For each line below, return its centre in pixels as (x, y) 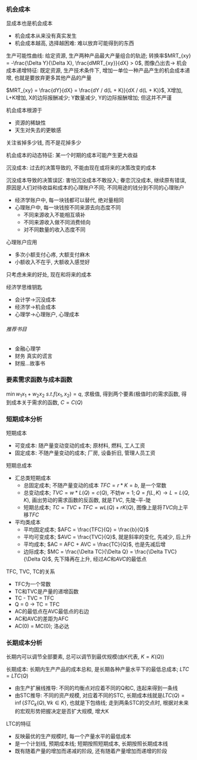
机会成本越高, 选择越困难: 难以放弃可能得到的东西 (74, 43)
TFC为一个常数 (33, 584)
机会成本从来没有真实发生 (46, 36)
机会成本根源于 (24, 110)
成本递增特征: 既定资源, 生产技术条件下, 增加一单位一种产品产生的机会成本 (96, 70)
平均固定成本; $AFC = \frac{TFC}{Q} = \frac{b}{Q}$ (86, 529)
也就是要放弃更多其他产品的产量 (53, 78)
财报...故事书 (30, 363)
